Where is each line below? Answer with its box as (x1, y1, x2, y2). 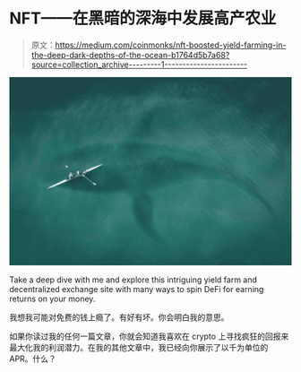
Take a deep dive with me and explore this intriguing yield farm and (9, 274, 258, 285)
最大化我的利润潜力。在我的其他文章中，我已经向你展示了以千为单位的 (9, 342, 269, 352)
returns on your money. (9, 293, 96, 304)
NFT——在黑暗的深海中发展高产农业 (9, 8, 277, 29)
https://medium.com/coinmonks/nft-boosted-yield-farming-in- (55, 39, 287, 50)
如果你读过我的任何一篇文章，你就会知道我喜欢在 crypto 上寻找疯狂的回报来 (9, 331, 289, 342)
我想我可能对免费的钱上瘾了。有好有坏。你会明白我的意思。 (9, 311, 229, 323)
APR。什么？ (9, 353, 56, 364)
